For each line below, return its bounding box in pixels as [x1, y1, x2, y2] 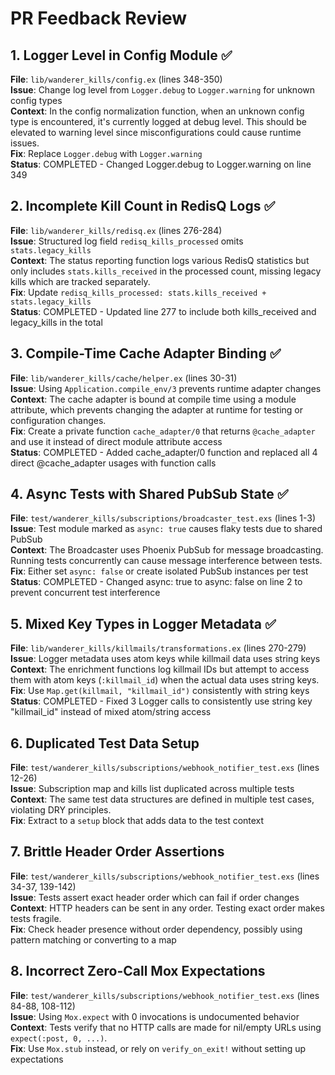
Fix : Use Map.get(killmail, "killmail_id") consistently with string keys [10, 685, 310, 697]
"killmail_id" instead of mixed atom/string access [10, 706, 212, 718]
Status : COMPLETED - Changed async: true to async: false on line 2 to [10, 576, 303, 588]
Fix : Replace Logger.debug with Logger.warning [10, 148, 203, 159]
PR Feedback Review [10, 7, 188, 30]
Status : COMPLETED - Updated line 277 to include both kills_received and [10, 305, 317, 317]
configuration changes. [10, 414, 107, 426]
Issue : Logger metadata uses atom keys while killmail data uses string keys [10, 653, 321, 665]
